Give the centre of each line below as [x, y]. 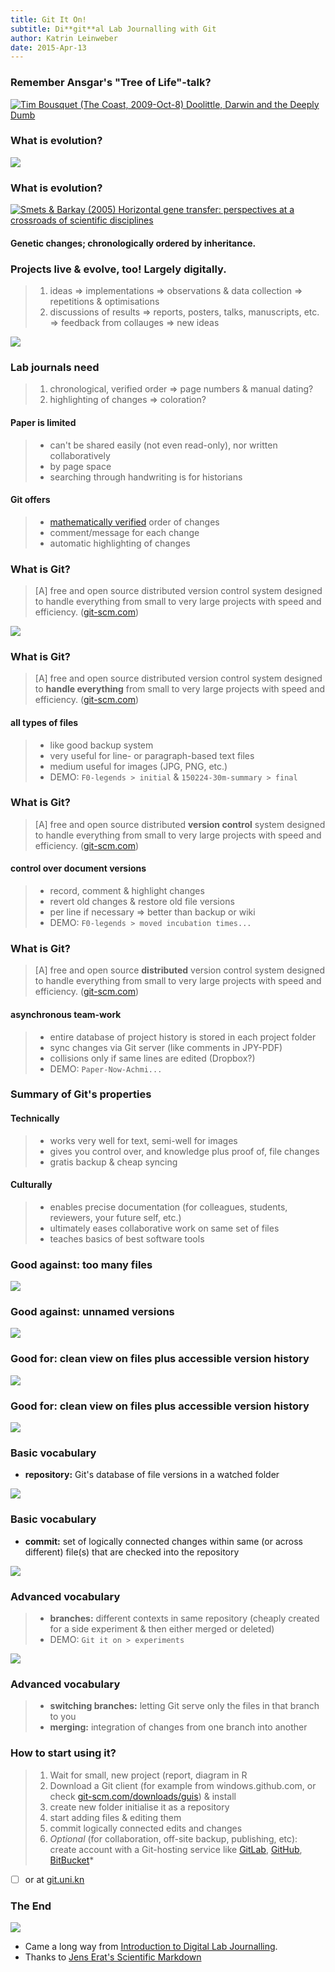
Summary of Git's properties [81, 1094]
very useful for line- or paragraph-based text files [152, 755]
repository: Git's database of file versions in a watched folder [152, 1475]
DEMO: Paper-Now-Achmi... [106, 1068]
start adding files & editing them [115, 1817]
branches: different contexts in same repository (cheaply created [184, 1618]
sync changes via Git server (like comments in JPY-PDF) [166, 1047]
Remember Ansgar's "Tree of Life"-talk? [111, 83]
